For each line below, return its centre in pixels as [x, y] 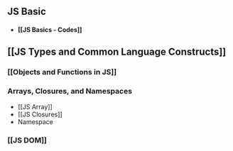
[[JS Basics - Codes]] [50, 29]
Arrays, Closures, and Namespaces [70, 91]
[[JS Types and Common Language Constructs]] [117, 52]
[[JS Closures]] [40, 114]
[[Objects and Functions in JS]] [62, 72]
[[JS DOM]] [27, 140]
